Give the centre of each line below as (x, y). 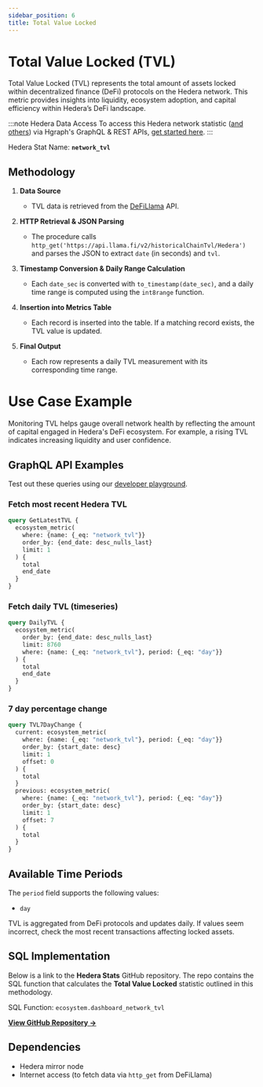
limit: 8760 (42, 645)
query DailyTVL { (37, 623)
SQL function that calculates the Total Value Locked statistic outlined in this (131, 983)
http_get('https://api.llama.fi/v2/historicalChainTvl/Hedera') (139, 246)
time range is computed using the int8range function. (117, 293)
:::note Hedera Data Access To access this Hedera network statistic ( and (126, 123)
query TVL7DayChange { (45, 725)
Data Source (40, 191)
